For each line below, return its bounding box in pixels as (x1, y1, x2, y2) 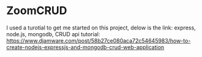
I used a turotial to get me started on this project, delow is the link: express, (6, 24, 196, 31)
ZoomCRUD (6, 4, 67, 18)
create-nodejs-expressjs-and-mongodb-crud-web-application (6, 44, 165, 51)
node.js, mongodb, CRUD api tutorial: (6, 30, 100, 37)
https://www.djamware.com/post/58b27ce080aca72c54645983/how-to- (6, 37, 191, 44)
